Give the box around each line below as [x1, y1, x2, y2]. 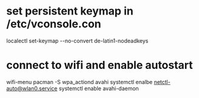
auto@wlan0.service [6, 85, 58, 92]
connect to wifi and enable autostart [6, 59, 193, 72]
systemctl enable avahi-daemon [58, 85, 140, 92]
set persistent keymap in [6, 4, 133, 18]
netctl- [153, 78, 171, 85]
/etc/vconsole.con [6, 17, 101, 31]
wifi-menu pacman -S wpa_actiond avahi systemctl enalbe [6, 78, 153, 85]
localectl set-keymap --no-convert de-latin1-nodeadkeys [6, 37, 149, 44]
